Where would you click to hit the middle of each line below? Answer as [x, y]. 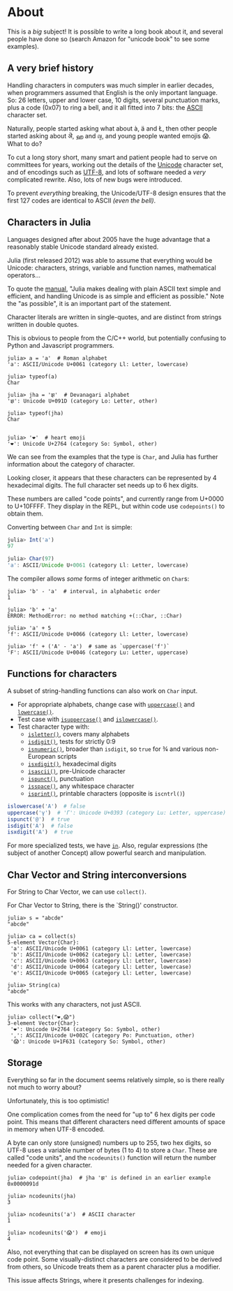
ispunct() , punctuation [61, 778]
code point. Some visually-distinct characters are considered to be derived [115, 1259]
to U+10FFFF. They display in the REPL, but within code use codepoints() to [116, 506]
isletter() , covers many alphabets [79, 734]
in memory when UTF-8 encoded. [56, 1129]
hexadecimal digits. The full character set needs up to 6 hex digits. [103, 485]
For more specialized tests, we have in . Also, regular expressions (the [107, 845]
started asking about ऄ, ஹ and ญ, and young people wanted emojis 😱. [109, 136]
